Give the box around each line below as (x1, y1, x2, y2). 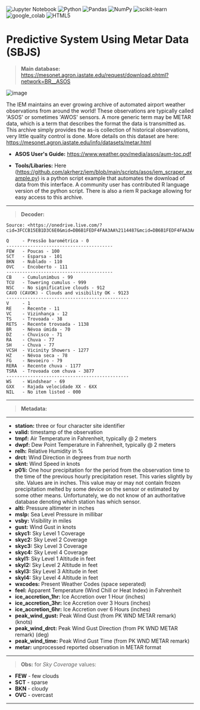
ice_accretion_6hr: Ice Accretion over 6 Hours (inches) (14, 605, 151, 613)
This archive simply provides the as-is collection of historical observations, (6, 126, 190, 133)
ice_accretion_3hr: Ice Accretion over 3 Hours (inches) (14, 599, 151, 606)
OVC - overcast (14, 691, 54, 698)
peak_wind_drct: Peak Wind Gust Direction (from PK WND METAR (14, 624, 179, 631)
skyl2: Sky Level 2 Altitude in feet (14, 561, 98, 568)
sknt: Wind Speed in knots (14, 460, 80, 467)
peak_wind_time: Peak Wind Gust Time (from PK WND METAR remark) (14, 637, 190, 644)
